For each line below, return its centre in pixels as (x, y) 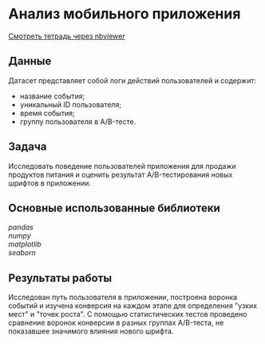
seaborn (22, 253)
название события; (52, 96)
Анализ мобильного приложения (125, 14)
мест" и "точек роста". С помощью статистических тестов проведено (128, 314)
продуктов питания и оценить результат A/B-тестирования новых (121, 174)
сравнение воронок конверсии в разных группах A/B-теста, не (116, 323)
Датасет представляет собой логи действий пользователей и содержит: (132, 80)
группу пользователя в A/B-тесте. (78, 122)
